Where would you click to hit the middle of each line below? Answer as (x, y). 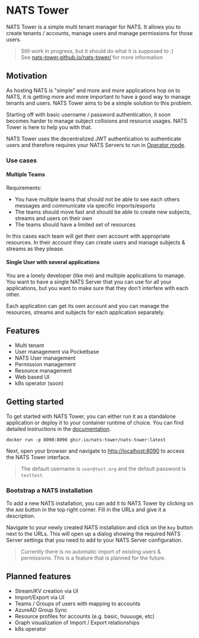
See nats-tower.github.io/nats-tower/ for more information (92, 57)
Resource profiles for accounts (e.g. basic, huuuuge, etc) (85, 616)
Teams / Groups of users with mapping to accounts (78, 604)
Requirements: (24, 187)
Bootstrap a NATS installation (50, 490)
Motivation (27, 76)
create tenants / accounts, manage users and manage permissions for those (99, 33)
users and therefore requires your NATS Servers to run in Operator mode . (96, 145)
